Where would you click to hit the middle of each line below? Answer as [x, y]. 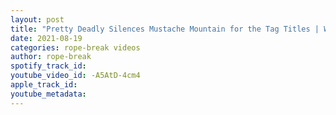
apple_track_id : [44, 85]
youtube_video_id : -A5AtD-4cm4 [75, 76]
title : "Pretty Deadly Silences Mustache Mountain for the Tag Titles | [165, 29]
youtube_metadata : [48, 94]
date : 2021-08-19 [46, 38]
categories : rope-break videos [75, 47]
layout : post [37, 19]
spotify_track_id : [48, 66]
